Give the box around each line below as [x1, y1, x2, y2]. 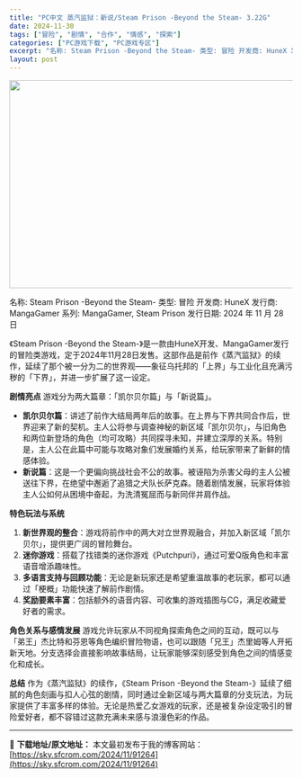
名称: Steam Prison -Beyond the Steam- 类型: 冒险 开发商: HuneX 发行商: [9, 297, 279, 307]
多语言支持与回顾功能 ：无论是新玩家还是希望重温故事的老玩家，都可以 [22, 572, 283, 583]
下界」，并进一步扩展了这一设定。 [32, 372, 155, 382]
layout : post [9, 55, 58, 64]
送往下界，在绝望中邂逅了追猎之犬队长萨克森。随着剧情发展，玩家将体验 [22, 478, 290, 488]
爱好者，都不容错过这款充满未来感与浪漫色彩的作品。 [16, 711, 214, 722]
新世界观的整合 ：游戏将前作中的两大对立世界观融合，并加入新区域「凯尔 [22, 527, 290, 538]
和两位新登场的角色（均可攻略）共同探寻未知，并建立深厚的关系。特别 [22, 433, 283, 443]
